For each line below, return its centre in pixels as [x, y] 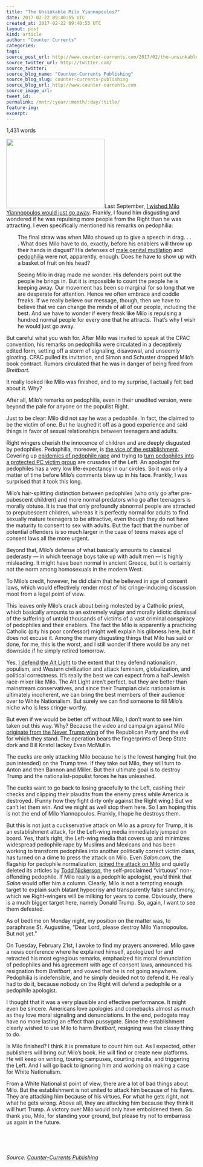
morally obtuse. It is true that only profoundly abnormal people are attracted [101, 506]
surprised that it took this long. [44, 482]
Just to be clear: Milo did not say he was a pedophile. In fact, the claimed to [100, 418]
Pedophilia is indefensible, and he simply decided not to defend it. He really [100, 978]
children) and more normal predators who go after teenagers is [113, 500]
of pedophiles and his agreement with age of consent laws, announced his [99, 965]
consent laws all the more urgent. [48, 538]
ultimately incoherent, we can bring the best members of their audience [95, 695]
